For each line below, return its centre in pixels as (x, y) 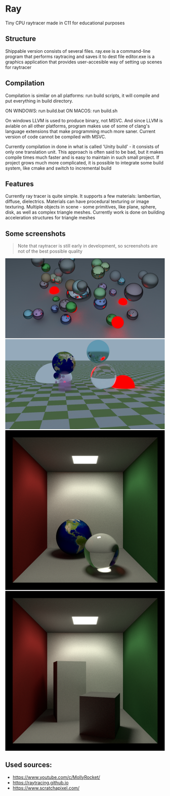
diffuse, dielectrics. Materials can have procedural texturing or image (77, 201)
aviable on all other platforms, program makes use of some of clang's (78, 126)
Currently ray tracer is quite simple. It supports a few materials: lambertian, (83, 196)
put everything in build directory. (39, 101)
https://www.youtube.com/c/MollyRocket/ (56, 777)
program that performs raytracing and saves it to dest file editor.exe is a (80, 56)
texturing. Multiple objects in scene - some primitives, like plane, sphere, (81, 207)
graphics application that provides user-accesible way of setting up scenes (84, 62)
